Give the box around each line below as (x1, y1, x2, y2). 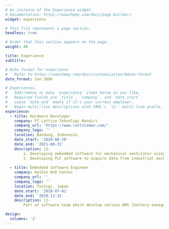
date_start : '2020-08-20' (14, 137, 69, 142)
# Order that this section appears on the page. (5, 40, 109, 45)
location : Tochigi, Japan (14, 184, 69, 189)
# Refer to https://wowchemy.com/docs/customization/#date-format (5, 71, 152, 77)
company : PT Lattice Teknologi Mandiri (14, 118, 98, 123)
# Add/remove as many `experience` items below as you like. (5, 90, 141, 96)
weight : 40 (5, 44, 28, 49)
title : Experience (5, 53, 44, 58)
